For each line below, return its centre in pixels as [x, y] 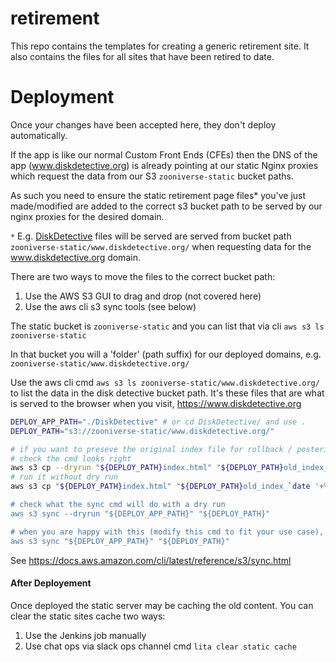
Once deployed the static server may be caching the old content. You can [162, 605]
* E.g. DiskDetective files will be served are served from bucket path [151, 236]
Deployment [62, 97]
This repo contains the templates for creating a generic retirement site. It [160, 46]
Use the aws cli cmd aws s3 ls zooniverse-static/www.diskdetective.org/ [165, 382]
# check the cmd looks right [71, 458]
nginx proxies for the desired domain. [87, 216]
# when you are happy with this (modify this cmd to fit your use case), [167, 532]
